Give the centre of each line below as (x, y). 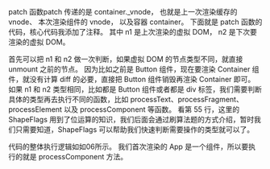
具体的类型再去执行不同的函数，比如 (69, 99)
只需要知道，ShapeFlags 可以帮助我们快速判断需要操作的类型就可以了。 (135, 130)
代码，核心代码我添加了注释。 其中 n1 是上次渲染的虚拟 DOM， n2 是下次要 (133, 32)
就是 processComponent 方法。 (75, 157)
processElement (35, 109)
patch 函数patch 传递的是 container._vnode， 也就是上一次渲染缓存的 (123, 12)
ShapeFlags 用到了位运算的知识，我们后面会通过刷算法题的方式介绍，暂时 (131, 120)
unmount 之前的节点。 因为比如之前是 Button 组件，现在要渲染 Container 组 (134, 69)
